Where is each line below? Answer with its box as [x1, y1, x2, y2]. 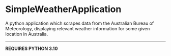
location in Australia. [5, 31, 48, 37]
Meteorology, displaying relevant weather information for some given [5, 25, 150, 31]
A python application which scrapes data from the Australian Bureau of [5, 20, 154, 26]
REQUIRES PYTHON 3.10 [5, 45, 58, 51]
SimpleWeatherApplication [5, 4, 122, 15]
